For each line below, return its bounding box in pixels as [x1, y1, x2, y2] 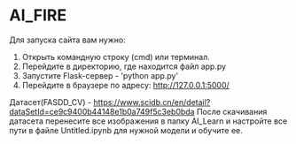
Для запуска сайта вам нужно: [9, 34, 126, 45]
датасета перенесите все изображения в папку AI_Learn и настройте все [9, 116, 288, 126]
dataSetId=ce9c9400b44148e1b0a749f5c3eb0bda [9, 106, 195, 117]
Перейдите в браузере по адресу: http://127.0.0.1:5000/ [21, 80, 230, 90]
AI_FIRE [9, 5, 67, 26]
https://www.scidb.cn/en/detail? [92, 96, 211, 107]
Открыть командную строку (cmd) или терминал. [21, 51, 210, 62]
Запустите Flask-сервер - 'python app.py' [21, 70, 179, 80]
